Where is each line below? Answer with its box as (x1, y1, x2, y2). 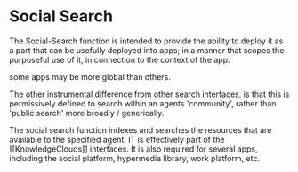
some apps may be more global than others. (9, 71, 171, 82)
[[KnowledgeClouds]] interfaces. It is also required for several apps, (9, 144, 258, 154)
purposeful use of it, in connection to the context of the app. (9, 54, 230, 65)
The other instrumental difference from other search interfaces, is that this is (9, 89, 290, 99)
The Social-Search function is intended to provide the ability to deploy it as (9, 35, 284, 46)
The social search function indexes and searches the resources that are (9, 124, 272, 135)
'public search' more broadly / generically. (9, 107, 165, 118)
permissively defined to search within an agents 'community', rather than (9, 98, 277, 108)
